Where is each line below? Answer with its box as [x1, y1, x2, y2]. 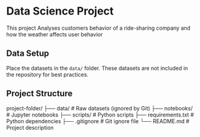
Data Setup [6, 48, 50, 59]
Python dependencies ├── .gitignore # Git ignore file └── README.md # [6, 117, 190, 125]
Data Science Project [6, 4, 114, 18]
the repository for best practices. [6, 71, 89, 78]
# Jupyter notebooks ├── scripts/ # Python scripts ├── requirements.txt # [6, 111, 194, 118]
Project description [6, 124, 54, 131]
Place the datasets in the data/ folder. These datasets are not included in [6, 64, 188, 72]
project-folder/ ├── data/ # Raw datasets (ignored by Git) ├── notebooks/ [6, 104, 193, 112]
